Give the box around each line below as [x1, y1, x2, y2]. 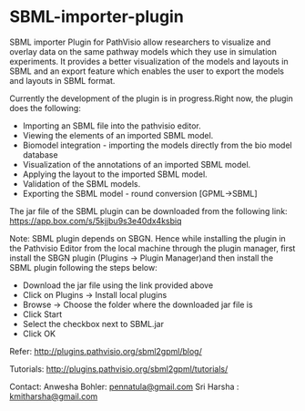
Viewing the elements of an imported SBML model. [22, 129, 214, 140]
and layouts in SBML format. [9, 75, 116, 86]
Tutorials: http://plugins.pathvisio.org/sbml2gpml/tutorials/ [9, 363, 229, 375]
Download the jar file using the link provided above [22, 280, 214, 291]
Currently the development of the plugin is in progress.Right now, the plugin [9, 93, 293, 104]
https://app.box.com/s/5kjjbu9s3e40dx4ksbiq [9, 215, 182, 226]
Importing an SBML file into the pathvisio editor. [22, 120, 202, 131]
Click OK [22, 328, 56, 339]
